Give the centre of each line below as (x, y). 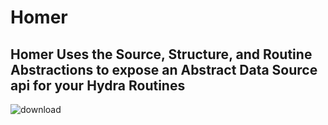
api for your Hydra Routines (98, 85)
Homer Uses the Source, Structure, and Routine (161, 54)
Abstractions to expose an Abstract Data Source (164, 69)
